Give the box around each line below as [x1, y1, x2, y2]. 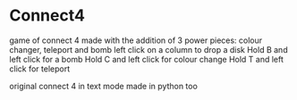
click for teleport [9, 63, 70, 74]
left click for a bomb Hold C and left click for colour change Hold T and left [9, 54, 284, 64]
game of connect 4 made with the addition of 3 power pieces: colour [9, 35, 263, 46]
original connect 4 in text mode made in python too [9, 80, 199, 91]
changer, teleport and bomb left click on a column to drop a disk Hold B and [9, 44, 288, 54]
